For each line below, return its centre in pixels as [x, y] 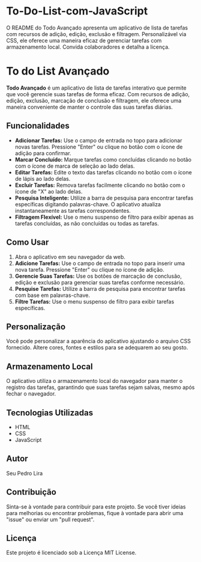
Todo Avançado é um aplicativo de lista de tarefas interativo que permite [97, 88]
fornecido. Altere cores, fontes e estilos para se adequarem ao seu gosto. [97, 347]
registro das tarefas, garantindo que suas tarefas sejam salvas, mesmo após [100, 387]
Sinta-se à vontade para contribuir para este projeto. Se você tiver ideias [96, 507]
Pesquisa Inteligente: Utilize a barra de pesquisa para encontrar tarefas [104, 198]
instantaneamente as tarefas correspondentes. [73, 210]
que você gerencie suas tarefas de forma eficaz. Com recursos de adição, [98, 94]
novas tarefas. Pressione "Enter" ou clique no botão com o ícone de [99, 147]
